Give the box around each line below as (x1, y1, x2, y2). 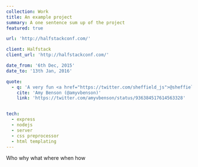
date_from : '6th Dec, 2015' (6, 63, 75, 68)
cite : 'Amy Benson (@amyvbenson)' (16, 90, 101, 96)
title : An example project (6, 14, 72, 20)
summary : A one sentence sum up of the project (6, 19, 126, 25)
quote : (6, 78, 22, 84)
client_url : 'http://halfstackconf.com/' (6, 52, 110, 58)
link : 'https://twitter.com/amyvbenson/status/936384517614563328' (16, 95, 186, 101)
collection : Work (6, 8, 49, 15)
